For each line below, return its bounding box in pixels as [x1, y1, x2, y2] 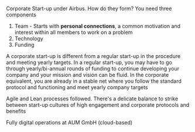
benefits [6, 108, 26, 114]
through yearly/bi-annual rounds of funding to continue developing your [6, 65, 180, 72]
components [6, 11, 37, 18]
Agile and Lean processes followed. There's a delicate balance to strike [6, 95, 179, 102]
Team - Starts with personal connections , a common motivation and [14, 23, 180, 29]
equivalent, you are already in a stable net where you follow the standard [6, 77, 182, 84]
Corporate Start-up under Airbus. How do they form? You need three [6, 5, 172, 12]
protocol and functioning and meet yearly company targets [6, 84, 148, 90]
